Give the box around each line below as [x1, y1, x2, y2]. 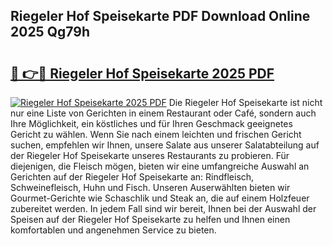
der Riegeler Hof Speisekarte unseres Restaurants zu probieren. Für [10, 150, 290, 161]
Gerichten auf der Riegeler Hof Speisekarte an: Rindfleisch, [10, 171, 255, 183]
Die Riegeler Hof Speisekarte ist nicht [168, 97, 323, 108]
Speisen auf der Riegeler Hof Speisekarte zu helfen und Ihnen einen [10, 214, 291, 225]
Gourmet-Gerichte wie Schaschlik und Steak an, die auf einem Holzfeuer [10, 192, 310, 204]
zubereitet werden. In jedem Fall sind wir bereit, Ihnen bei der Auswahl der [10, 203, 317, 214]
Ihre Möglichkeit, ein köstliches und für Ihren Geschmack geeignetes [10, 118, 293, 129]
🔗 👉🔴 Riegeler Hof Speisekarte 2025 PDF [10, 65, 275, 82]
